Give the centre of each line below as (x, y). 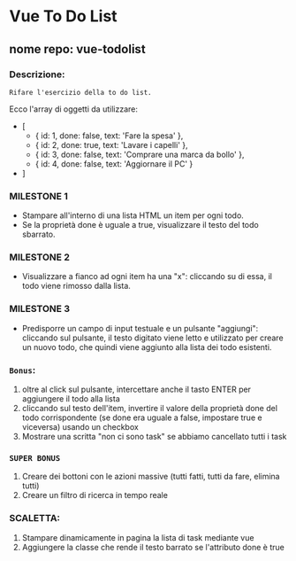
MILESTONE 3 (40, 309)
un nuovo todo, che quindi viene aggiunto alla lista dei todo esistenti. (147, 347)
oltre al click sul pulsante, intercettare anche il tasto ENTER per (137, 390)
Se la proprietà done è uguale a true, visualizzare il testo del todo (140, 225)
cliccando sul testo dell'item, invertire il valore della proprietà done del (150, 409)
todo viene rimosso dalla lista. (76, 286)
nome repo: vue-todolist (77, 49)
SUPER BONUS (35, 458)
